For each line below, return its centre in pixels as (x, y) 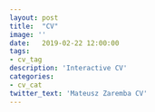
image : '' (28, 34)
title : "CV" (34, 26)
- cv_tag (26, 60)
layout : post (34, 18)
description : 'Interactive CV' (68, 69)
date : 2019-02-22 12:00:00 (64, 43)
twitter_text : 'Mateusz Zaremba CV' (78, 93)
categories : (32, 77)
